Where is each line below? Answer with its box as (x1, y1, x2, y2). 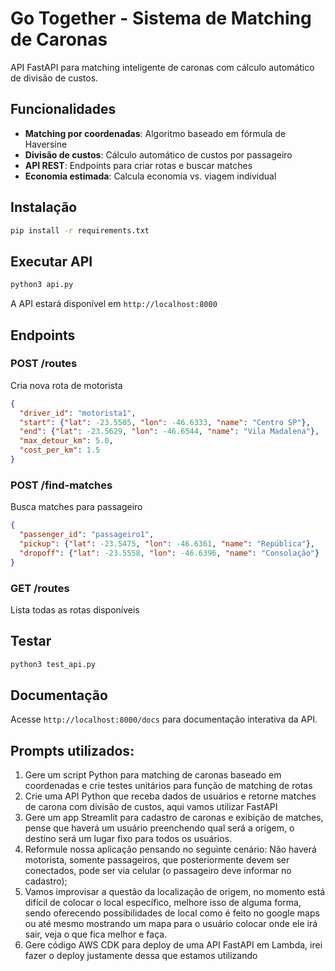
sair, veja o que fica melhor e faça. (24, 928, 168, 941)
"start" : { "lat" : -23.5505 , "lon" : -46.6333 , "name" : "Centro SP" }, (19, 417, 311, 427)
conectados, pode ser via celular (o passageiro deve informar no (24, 865, 292, 877)
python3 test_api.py (10, 659, 97, 669)
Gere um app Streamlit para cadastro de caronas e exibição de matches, (24, 812, 324, 824)
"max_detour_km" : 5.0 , (19, 436, 114, 446)
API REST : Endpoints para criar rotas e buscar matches (24, 159, 253, 171)
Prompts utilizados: (10, 742, 135, 759)
